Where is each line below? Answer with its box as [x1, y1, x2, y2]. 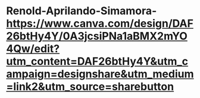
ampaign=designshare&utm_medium [6, 67, 194, 81]
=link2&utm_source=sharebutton [6, 80, 174, 93]
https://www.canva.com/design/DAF [6, 17, 193, 30]
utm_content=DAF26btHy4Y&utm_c [6, 55, 189, 68]
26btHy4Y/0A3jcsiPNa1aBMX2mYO [6, 30, 187, 43]
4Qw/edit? [6, 42, 60, 56]
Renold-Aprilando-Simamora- [6, 4, 157, 18]
